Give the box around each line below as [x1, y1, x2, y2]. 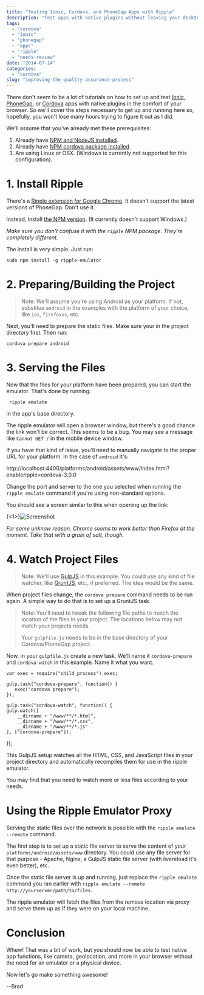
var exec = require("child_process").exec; [6, 670, 118, 676]
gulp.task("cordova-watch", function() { [6, 702, 113, 708]
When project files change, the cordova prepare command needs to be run [6, 591, 193, 598]
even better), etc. [6, 862, 50, 869]
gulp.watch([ [6, 707, 39, 714]
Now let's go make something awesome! [6, 971, 108, 978]
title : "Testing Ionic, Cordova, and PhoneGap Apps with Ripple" [6, 9, 175, 15]
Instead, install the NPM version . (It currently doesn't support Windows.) [6, 215, 187, 223]
